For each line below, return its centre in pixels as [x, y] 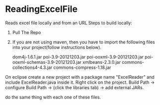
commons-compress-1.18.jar [82, 67]
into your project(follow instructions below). [57, 47]
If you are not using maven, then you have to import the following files [83, 42]
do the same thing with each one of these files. [53, 97]
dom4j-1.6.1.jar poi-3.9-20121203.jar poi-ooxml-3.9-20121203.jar [78, 57]
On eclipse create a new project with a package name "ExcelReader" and [80, 77]
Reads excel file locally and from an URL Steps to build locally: [69, 23]
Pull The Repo [27, 32]
